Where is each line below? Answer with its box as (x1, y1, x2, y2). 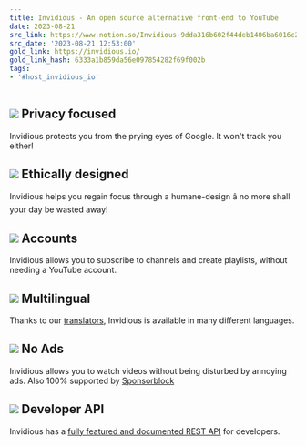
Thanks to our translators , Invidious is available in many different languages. (9, 315, 295, 326)
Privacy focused (21, 106, 117, 122)
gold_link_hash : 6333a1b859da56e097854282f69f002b (9, 56, 206, 65)
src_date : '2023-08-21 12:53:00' (9, 38, 137, 48)
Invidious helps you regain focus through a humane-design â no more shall (9, 191, 291, 202)
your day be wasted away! (9, 204, 108, 215)
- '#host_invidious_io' (9, 73, 100, 82)
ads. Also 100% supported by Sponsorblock (9, 375, 175, 386)
